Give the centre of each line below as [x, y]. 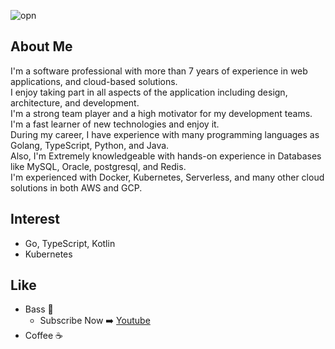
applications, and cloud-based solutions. [94, 81]
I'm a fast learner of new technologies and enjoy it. [115, 124]
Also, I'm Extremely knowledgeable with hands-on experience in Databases [166, 156]
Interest [35, 219]
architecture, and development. [75, 102]
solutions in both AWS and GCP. [76, 187]
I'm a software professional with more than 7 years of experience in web [159, 71]
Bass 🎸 [39, 309]
